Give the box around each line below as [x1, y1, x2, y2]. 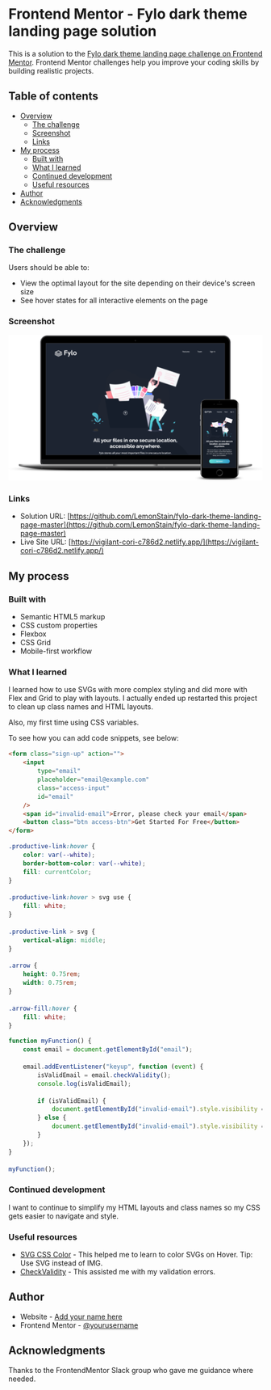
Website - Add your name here [19, 1312, 123, 1321]
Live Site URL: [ [19, 537, 72, 547]
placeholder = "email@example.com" [37, 775, 150, 784]
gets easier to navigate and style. [8, 1210, 119, 1221]
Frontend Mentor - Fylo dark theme [8, 5, 248, 23]
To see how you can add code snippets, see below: [8, 733, 179, 743]
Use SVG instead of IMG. [19, 1258, 103, 1268]
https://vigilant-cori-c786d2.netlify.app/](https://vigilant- [71, 537, 260, 547]
